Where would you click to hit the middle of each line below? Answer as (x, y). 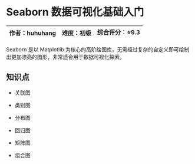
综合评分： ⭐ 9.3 (118, 32)
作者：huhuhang (33, 33)
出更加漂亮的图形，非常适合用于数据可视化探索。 (65, 57)
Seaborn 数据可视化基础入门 (75, 12)
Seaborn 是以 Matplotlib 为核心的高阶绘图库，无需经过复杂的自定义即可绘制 (98, 49)
